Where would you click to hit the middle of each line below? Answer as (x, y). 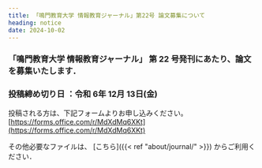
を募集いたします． (45, 71)
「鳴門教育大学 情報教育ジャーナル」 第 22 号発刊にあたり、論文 (130, 59)
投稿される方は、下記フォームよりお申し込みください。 (96, 113)
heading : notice (35, 23)
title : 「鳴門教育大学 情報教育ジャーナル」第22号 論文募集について (107, 15)
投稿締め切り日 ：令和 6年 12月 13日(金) (83, 94)
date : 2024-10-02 (37, 30)
